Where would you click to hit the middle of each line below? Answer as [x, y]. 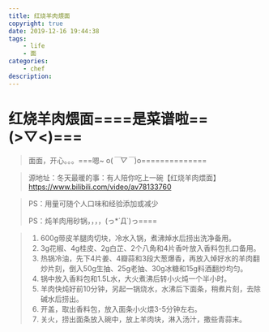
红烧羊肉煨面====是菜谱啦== [109, 119]
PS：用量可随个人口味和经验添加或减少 [93, 203]
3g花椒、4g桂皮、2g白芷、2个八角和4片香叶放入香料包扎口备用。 [150, 248]
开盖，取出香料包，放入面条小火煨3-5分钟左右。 [121, 308]
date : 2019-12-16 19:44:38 [54, 31]
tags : [17, 39]
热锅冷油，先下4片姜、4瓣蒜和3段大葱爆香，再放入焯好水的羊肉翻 [150, 258]
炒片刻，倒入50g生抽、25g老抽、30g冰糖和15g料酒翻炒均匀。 [144, 268]
